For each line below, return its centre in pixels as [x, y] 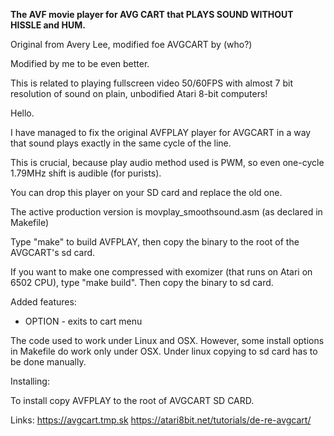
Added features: [43, 302]
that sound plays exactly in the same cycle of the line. [121, 143]
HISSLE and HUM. [48, 25]
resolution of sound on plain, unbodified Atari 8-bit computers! [139, 93]
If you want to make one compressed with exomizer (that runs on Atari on [161, 272]
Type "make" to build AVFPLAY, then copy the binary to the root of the [155, 242]
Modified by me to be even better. [80, 63]
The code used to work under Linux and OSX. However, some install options [167, 340]
